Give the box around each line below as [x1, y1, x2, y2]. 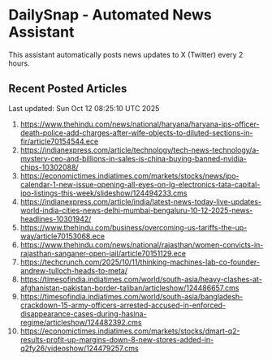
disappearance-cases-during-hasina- [19, 308, 148, 318]
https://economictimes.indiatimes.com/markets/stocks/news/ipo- [19, 170, 240, 180]
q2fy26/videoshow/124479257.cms [19, 343, 140, 353]
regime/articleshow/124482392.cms [19, 317, 142, 327]
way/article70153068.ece [19, 231, 106, 241]
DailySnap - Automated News [8, 6, 213, 24]
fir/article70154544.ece [19, 136, 99, 146]
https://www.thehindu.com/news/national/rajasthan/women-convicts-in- [19, 239, 264, 249]
